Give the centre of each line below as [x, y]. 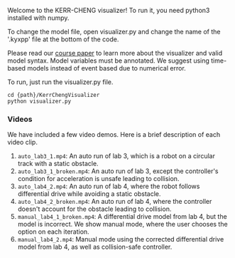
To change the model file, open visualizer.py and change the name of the [114, 32]
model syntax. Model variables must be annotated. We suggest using [108, 61]
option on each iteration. [54, 232]
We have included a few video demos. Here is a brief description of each [114, 135]
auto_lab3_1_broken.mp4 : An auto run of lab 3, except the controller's [118, 171]
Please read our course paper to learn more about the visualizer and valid [115, 53]
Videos [20, 119]
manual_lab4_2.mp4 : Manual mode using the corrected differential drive [121, 239]
